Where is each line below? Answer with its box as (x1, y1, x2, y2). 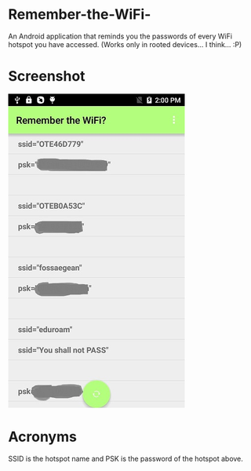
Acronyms (8, 428, 77, 446)
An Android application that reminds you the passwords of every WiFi (8, 31, 233, 41)
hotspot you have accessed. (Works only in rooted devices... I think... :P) (8, 39, 242, 49)
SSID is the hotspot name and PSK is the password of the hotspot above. (8, 454, 243, 463)
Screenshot (8, 68, 85, 86)
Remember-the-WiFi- (8, 5, 151, 24)
